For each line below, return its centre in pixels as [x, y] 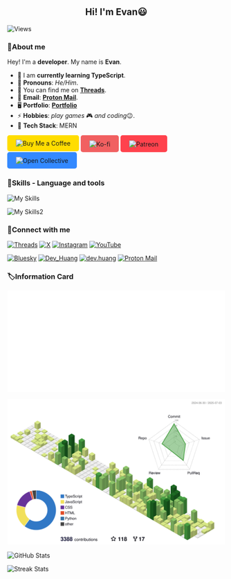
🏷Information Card [40, 276]
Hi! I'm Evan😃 [116, 12]
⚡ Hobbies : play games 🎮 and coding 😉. [76, 116]
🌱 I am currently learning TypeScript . [71, 76]
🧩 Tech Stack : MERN [47, 126]
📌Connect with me [39, 230]
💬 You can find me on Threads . [62, 90]
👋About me [27, 46]
